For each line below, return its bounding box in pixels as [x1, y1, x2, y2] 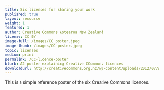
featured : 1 [5, 25, 29, 30]
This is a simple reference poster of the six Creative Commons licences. [5, 79, 150, 85]
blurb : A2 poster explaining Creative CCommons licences [5, 61, 123, 66]
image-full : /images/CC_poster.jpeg [5, 39, 80, 44]
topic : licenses [5, 48, 38, 53]
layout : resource [5, 16, 41, 21]
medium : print [5, 52, 34, 57]
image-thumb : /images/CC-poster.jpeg [5, 43, 82, 48]
